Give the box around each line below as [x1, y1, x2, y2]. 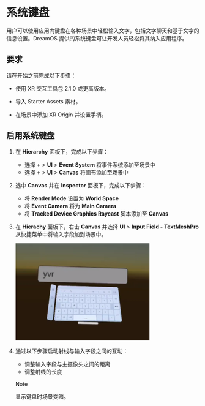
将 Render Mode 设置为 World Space [24, 194, 119, 202]
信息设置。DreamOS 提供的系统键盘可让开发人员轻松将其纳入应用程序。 [6, 34, 188, 42]
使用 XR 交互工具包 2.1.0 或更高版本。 [15, 85, 110, 92]
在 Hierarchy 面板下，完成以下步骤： [15, 148, 109, 155]
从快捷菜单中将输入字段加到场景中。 [15, 230, 107, 238]
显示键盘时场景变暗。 [15, 393, 69, 400]
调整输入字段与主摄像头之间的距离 [24, 360, 111, 367]
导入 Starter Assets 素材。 [15, 97, 81, 105]
